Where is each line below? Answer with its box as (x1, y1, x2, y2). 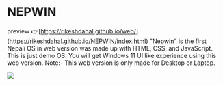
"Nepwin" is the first (149, 37, 207, 45)
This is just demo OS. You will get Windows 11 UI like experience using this (7, 51, 217, 59)
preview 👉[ (7, 27, 41, 35)
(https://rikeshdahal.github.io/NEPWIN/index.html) (7, 37, 148, 45)
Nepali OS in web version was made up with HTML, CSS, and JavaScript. (7, 44, 213, 52)
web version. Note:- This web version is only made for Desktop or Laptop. (7, 59, 215, 67)
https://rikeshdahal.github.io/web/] (40, 27, 139, 35)
